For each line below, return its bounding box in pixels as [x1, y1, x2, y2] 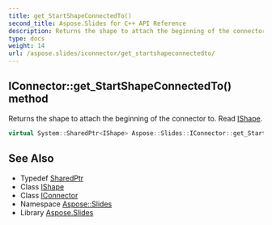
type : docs [8, 34, 45, 43]
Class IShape [19, 181, 65, 191]
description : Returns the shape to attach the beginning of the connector [8, 27, 266, 35]
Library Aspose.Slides [19, 207, 94, 217]
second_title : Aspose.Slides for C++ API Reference [8, 19, 186, 28]
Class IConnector [19, 190, 79, 200]
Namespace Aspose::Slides [19, 199, 113, 209]
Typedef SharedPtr [19, 173, 84, 183]
